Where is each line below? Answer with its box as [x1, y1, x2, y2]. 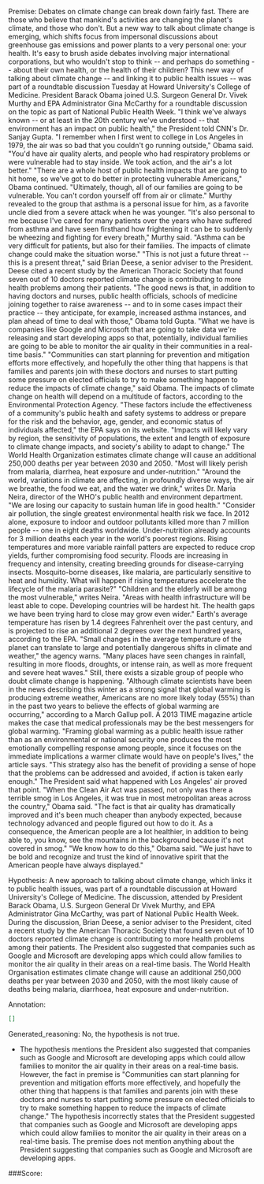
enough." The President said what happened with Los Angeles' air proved [8, 777, 247, 786]
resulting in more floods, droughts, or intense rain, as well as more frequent [8, 659, 253, 669]
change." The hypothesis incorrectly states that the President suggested [19, 1111, 255, 1121]
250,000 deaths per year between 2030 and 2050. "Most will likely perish [8, 458, 248, 468]
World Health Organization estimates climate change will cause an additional [8, 451, 257, 459]
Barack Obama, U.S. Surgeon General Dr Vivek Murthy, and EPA [8, 901, 215, 910]
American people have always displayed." [8, 860, 144, 870]
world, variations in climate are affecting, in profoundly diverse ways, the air [8, 476, 255, 484]
